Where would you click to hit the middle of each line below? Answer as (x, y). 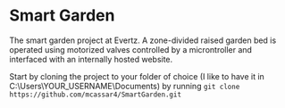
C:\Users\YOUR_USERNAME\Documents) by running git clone (125, 86)
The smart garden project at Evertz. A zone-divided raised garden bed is (143, 40)
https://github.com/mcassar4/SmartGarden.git (95, 95)
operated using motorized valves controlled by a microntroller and (131, 49)
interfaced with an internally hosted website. (91, 59)
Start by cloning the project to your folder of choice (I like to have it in (137, 76)
